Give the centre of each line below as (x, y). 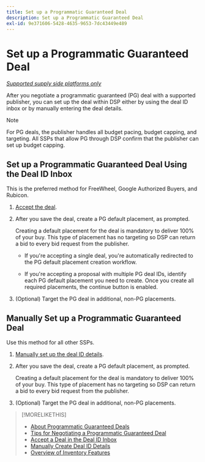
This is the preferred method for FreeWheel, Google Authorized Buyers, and (102, 189)
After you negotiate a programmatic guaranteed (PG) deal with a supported (101, 95)
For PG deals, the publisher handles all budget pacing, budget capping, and (102, 132)
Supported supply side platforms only (54, 84)
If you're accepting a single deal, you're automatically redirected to (109, 256)
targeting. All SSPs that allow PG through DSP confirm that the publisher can (102, 139)
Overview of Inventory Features (70, 452)
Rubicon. (17, 195)
